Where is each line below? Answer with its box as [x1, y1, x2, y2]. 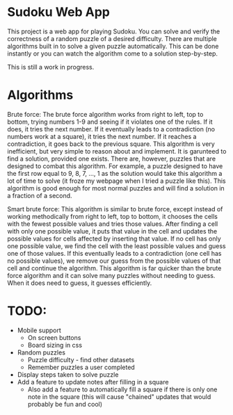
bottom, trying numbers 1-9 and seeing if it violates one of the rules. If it [7, 117, 213, 126]
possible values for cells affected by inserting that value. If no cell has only [7, 234, 221, 243]
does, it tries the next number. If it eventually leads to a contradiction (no [7, 124, 216, 133]
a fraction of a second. [7, 191, 72, 200]
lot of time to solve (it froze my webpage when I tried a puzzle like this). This [7, 177, 226, 185]
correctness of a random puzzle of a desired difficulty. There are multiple [7, 34, 218, 42]
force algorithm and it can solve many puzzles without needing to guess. [7, 271, 216, 279]
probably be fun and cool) [27, 400, 103, 408]
